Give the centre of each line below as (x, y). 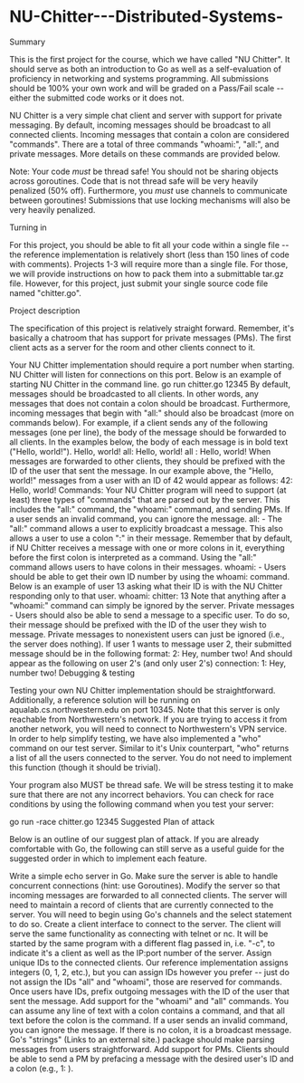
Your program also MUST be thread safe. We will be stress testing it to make (152, 784)
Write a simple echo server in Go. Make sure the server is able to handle (144, 876)
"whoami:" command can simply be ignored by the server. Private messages (152, 605)
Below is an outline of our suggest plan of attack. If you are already (134, 839)
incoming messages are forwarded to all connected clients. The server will (148, 895)
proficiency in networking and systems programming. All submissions (139, 78)
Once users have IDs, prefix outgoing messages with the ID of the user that (149, 991)
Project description (45, 311)
